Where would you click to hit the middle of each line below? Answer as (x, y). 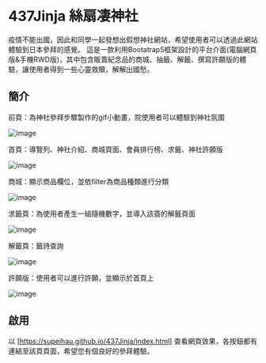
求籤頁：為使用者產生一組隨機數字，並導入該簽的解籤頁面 (102, 214)
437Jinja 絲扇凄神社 (73, 16)
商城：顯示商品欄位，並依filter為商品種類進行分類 (89, 181)
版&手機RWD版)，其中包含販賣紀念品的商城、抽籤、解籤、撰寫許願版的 (124, 59)
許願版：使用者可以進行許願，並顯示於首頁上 (81, 278)
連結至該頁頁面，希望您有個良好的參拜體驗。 (81, 351)
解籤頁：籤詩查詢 (36, 245)
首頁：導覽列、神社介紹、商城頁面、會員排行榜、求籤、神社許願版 (116, 149)
